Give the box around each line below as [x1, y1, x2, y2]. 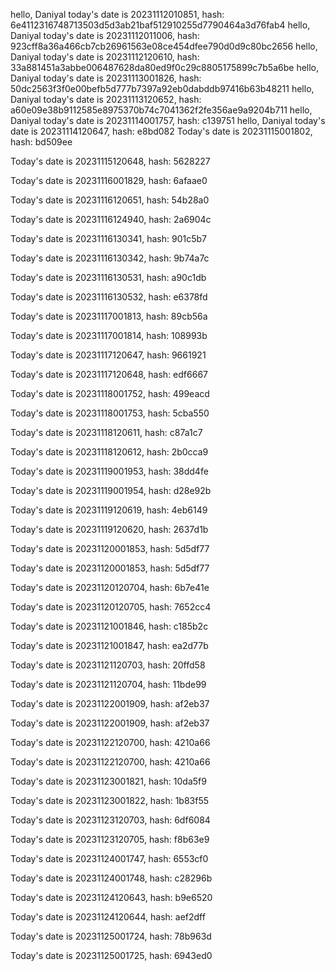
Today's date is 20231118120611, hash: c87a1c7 [10, 427, 203, 438]
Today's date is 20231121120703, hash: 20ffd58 [10, 659, 206, 671]
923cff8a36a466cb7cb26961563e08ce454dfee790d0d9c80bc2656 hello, [10, 40, 318, 52]
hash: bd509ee [10, 136, 73, 148]
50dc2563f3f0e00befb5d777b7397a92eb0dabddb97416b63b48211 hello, [10, 83, 315, 94]
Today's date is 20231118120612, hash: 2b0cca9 [10, 446, 209, 458]
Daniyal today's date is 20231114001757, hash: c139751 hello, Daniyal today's [10, 115, 326, 126]
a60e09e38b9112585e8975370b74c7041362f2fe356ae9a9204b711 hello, [10, 104, 313, 116]
